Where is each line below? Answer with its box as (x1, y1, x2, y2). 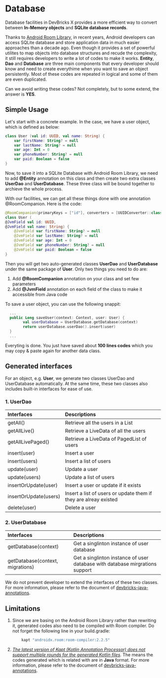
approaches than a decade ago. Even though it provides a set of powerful (5, 45, 155, 51)
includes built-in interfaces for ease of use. (5, 386, 93, 392)
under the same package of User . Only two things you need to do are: (5, 266, 148, 272)
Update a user (65, 466, 98, 472)
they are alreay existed (65, 496, 118, 503)
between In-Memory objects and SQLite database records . (5, 24, 127, 30)
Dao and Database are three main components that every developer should (5, 60, 159, 66)
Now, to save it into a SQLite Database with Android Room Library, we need (5, 170, 158, 176)
